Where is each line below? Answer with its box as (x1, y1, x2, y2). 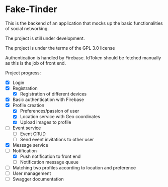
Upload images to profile (20, 119, 71, 125)
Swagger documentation (12, 176, 64, 182)
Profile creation (12, 102, 45, 109)
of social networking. (5, 25, 49, 31)
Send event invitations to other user (20, 136, 94, 142)
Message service (12, 142, 49, 148)
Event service (12, 125, 41, 131)
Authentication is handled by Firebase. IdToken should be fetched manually (5, 54, 161, 61)
